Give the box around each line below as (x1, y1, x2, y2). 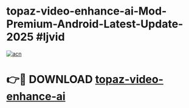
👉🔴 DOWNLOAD (6, 73, 93, 86)
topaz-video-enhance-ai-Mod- (6, 4, 167, 18)
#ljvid (36, 30, 65, 44)
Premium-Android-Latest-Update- (6, 17, 184, 31)
